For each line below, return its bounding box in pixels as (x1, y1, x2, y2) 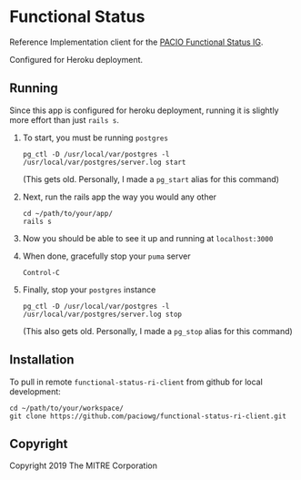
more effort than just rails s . (9, 114, 120, 125)
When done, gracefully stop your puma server (22, 250, 191, 261)
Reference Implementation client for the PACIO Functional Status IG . (9, 36, 264, 47)
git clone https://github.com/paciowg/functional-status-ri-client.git (9, 412, 286, 421)
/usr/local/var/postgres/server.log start (22, 158, 186, 167)
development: (9, 385, 61, 397)
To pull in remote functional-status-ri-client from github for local (9, 376, 264, 387)
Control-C (22, 268, 61, 277)
